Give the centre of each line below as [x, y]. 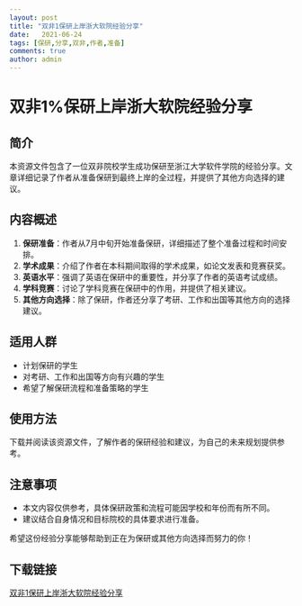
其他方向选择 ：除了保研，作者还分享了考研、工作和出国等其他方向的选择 [156, 299]
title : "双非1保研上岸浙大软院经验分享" [76, 26]
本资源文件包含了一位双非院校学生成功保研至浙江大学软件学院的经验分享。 [147, 166]
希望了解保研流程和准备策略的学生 [85, 387]
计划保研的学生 [50, 365]
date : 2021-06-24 [46, 34]
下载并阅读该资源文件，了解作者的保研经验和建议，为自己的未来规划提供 [143, 442]
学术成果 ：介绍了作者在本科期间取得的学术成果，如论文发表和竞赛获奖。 [156, 266]
